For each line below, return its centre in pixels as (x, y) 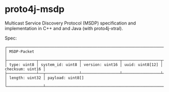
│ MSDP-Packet (20, 51)
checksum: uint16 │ (25, 69)
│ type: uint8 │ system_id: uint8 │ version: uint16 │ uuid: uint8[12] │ (84, 64)
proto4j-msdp (35, 9)
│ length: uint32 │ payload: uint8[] (44, 78)
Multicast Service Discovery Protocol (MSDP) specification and (70, 23)
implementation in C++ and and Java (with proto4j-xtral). (64, 28)
